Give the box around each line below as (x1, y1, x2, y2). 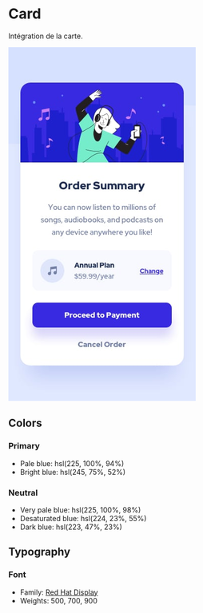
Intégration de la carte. (8, 31, 83, 41)
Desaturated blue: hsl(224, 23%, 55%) (19, 513, 147, 523)
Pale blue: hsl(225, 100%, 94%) (19, 458, 125, 468)
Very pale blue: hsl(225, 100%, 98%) (19, 504, 141, 515)
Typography (8, 545, 70, 559)
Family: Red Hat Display (19, 587, 98, 597)
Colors (8, 417, 42, 430)
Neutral (8, 487, 38, 498)
